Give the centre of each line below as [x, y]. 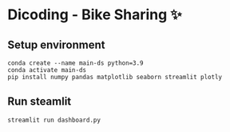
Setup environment [56, 44]
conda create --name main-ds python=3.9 [76, 63]
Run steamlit [40, 102]
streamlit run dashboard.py [54, 120]
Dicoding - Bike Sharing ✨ [95, 15]
